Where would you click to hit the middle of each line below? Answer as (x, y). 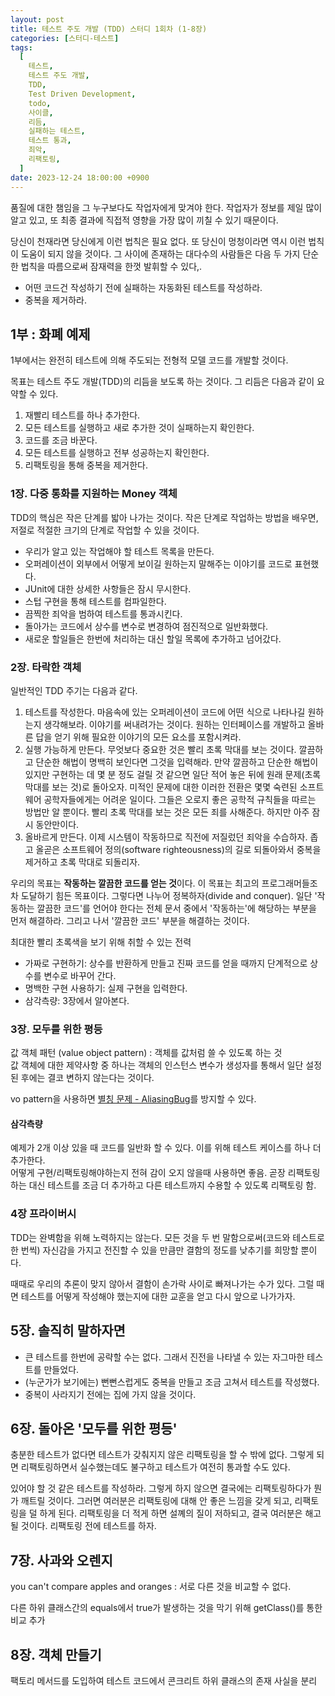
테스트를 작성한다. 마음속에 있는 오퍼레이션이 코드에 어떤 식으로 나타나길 (165, 712)
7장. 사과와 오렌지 (61, 1560)
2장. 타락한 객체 (46, 667)
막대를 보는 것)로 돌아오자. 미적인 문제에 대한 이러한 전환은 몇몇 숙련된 (161, 787)
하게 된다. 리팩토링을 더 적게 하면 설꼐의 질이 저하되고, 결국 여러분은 (171, 1513)
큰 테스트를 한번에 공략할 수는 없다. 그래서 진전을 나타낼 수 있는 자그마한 (164, 1357)
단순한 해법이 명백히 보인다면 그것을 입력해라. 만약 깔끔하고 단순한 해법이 (177, 762)
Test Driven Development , (82, 94)
